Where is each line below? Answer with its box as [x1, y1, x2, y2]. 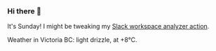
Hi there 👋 [7, 6, 42, 16]
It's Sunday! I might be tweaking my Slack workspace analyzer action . [7, 22, 210, 31]
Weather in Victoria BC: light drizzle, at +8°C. [7, 36, 138, 44]
